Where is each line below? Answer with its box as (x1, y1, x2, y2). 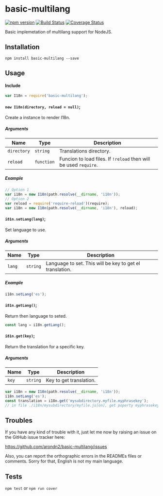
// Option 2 (5, 197, 29, 202)
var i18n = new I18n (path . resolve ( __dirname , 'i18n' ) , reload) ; (5, 205, 138, 210)
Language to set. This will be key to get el (46, 260, 140, 267)
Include (5, 83, 21, 88)
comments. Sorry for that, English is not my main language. (5, 458, 124, 464)
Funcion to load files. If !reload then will (59, 155, 150, 162)
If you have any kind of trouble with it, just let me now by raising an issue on (5, 429, 157, 435)
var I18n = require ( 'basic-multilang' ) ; (5, 93, 88, 98)
